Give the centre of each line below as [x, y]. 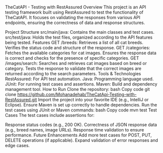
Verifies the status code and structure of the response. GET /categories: [78, 48]
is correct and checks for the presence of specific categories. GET [72, 58]
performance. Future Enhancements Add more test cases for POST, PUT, [79, 135]
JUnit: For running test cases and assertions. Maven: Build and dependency [81, 84]
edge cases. [18, 145]
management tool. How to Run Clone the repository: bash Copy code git [78, 89]
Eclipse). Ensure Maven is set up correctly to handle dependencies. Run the [81, 105]
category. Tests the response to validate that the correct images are [73, 68]
